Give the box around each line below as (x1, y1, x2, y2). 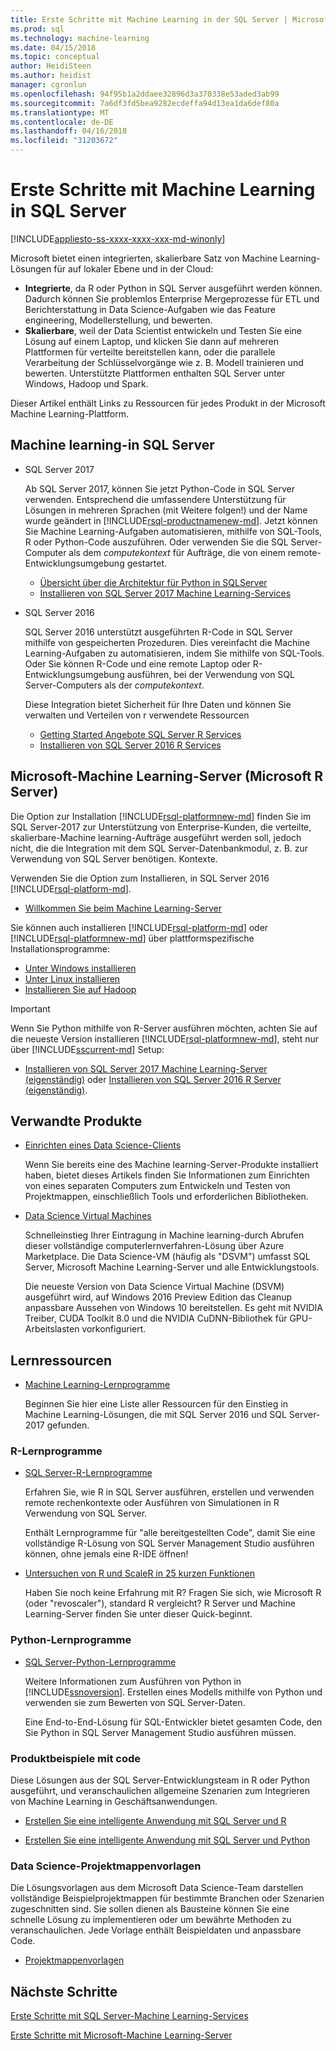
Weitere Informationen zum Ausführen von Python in (24, 1675, 242, 1687)
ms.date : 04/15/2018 (10, 42, 97, 53)
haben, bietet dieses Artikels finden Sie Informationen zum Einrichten (24, 1169, 310, 1181)
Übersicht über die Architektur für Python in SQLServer (39, 576, 268, 588)
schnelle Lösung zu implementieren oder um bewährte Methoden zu (10, 1914, 292, 1926)
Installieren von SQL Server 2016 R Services (39, 739, 222, 751)
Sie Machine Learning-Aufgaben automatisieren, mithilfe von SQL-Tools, (24, 525, 323, 537)
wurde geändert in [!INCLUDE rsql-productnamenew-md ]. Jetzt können (24, 514, 318, 526)
